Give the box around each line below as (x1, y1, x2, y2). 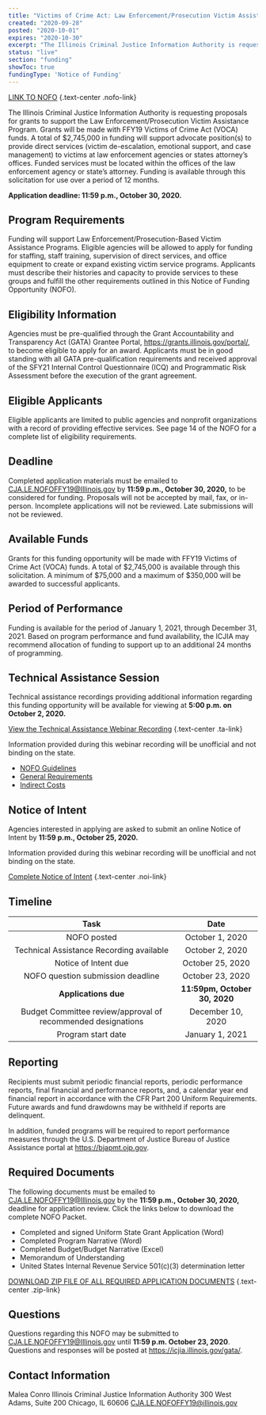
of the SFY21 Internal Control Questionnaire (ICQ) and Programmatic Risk (8, 362, 247, 373)
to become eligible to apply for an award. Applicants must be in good (8, 346, 234, 355)
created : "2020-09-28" (8, 19, 83, 27)
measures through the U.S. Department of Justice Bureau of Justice (8, 1134, 230, 1144)
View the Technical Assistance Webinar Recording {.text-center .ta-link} (8, 725, 243, 734)
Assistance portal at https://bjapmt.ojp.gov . (8, 1142, 149, 1152)
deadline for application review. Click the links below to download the (8, 1203, 234, 1213)
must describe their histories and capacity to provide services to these (8, 268, 239, 277)
